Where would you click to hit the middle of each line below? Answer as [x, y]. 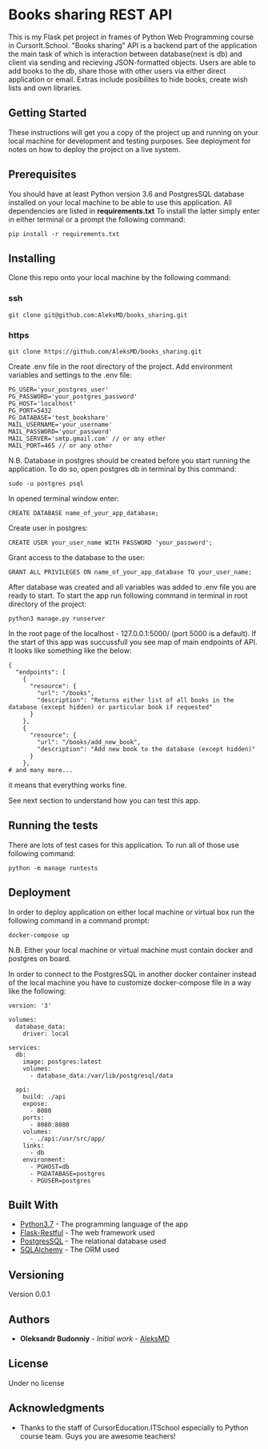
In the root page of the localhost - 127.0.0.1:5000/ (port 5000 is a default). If [132, 633]
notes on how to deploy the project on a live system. [94, 149]
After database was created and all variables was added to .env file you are [132, 586]
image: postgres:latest [62, 1062]
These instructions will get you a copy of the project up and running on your [133, 132]
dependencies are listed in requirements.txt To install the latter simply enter [134, 210]
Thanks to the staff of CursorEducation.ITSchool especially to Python [134, 1427]
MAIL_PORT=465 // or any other [60, 446]
